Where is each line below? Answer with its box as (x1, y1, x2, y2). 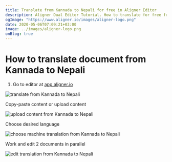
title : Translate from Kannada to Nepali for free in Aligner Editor (5, 7, 157, 13)
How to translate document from (5, 53, 146, 65)
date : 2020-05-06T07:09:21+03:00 (5, 22, 77, 27)
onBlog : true (5, 31, 33, 36)
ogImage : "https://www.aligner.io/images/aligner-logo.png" (5, 17, 137, 22)
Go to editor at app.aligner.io (12, 81, 73, 87)
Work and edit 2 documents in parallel (5, 140, 85, 147)
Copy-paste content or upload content (5, 101, 87, 107)
